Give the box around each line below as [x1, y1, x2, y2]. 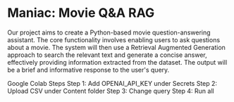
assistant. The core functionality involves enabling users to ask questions [7, 35, 221, 44]
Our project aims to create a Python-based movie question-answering [7, 28, 211, 37]
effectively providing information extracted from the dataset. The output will [7, 58, 228, 66]
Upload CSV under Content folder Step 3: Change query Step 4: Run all [7, 87, 214, 95]
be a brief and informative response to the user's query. [7, 65, 170, 74]
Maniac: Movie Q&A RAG [7, 5, 155, 21]
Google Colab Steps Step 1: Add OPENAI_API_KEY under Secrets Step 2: [7, 79, 217, 87]
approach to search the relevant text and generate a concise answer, [7, 51, 207, 59]
